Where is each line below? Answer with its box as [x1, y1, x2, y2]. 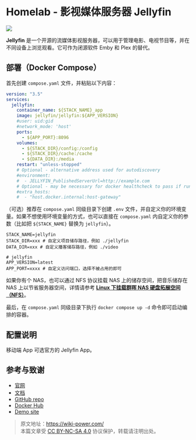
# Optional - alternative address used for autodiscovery [16, 167, 160, 173]
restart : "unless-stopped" [16, 162, 82, 168]
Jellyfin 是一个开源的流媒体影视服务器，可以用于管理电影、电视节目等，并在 [6, 36, 190, 44]
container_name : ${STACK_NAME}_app [16, 108, 103, 113]
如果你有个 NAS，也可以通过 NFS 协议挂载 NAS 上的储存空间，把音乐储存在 [6, 277, 188, 284]
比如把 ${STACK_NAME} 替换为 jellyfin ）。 [16, 220, 114, 227]
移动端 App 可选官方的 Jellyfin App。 [6, 347, 95, 354]
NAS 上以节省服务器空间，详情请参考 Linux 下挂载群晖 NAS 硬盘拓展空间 [6, 284, 181, 291]
